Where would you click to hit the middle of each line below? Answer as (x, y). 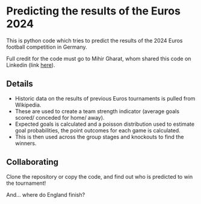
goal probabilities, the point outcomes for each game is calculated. (97, 130)
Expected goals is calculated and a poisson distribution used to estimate (104, 124)
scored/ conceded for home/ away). (60, 117)
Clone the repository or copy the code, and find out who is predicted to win (100, 176)
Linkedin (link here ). (31, 65)
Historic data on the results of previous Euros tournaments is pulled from (105, 98)
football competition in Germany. (47, 47)
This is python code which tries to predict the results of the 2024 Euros (94, 40)
